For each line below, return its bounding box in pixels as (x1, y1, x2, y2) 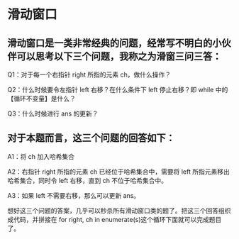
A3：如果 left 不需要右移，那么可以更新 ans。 (7, 191, 140, 199)
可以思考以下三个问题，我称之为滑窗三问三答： (16, 50, 222, 62)
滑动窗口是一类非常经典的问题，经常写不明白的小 (7, 37, 222, 49)
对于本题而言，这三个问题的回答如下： (7, 132, 175, 144)
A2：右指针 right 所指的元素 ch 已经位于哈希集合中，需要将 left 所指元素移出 (7, 167, 230, 176)
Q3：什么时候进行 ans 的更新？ (7, 109, 99, 118)
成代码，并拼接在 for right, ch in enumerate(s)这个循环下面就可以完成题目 (7, 215, 222, 223)
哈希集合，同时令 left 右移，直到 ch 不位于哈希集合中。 (7, 176, 168, 184)
